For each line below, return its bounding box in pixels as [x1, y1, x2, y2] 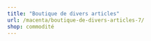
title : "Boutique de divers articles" [7, 10, 120, 17]
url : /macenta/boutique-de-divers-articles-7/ [7, 17, 145, 24]
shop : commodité [7, 23, 54, 30]
